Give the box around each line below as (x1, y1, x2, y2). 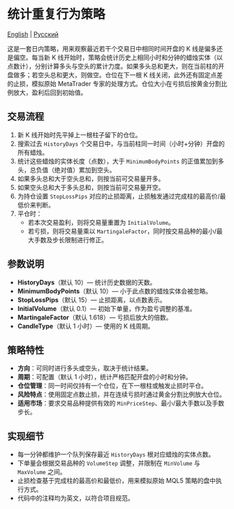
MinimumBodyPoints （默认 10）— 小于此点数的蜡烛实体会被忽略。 (17, 286, 212, 295)
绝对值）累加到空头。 (54, 165, 116, 174)
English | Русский (7, 29, 59, 39)
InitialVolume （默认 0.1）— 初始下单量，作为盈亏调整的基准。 (17, 304, 196, 312)
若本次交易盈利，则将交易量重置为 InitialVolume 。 (27, 218, 175, 226)
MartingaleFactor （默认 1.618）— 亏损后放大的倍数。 (17, 313, 173, 321)
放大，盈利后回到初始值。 (13, 88, 87, 97)
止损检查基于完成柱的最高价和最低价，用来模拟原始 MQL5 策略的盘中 (17, 477, 217, 485)
